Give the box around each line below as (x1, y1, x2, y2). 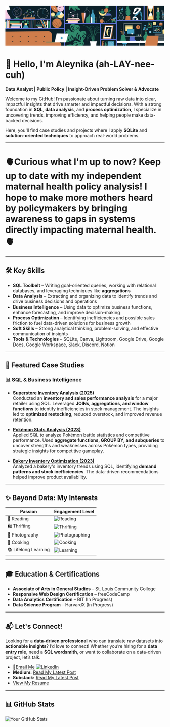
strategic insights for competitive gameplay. (12, 448, 104, 454)
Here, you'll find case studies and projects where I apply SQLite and (5, 127, 148, 133)
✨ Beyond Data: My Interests (5, 493, 98, 502)
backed (5, 117, 21, 123)
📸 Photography (7, 532, 39, 538)
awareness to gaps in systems (5, 213, 136, 225)
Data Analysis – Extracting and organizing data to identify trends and (12, 293, 157, 299)
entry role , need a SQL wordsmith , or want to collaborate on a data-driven (5, 649, 161, 655)
